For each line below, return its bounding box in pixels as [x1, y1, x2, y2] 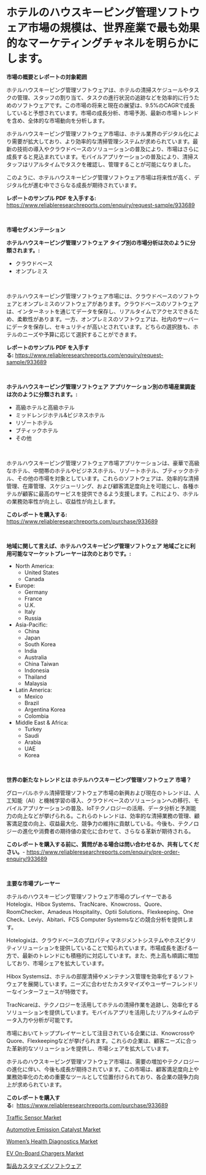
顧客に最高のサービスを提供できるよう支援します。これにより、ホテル [22, 490, 199, 498]
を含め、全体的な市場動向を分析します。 [6, 117, 109, 124]
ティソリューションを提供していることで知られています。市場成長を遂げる [6, 944, 193, 951]
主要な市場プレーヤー [6, 880, 60, 887]
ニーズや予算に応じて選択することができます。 [22, 330, 140, 338]
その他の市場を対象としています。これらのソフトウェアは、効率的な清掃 [17, 474, 199, 482]
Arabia [24, 738, 42, 746]
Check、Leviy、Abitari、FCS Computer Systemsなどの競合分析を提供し [6, 916, 188, 923]
